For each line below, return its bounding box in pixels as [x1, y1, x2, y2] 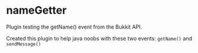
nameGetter [6, 4, 67, 17]
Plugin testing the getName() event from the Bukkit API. [6, 23, 143, 30]
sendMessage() [6, 41, 42, 47]
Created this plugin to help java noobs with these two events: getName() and [6, 35, 193, 42]
